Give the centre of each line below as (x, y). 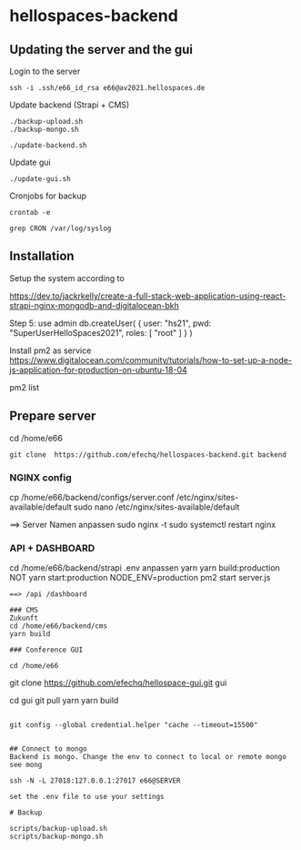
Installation (42, 256)
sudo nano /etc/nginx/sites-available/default (157, 507)
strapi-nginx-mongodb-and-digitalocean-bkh (95, 305)
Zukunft (24, 618)
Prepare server (53, 416)
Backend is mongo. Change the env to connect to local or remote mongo (148, 757)
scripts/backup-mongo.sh (56, 837)
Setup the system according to (67, 278)
